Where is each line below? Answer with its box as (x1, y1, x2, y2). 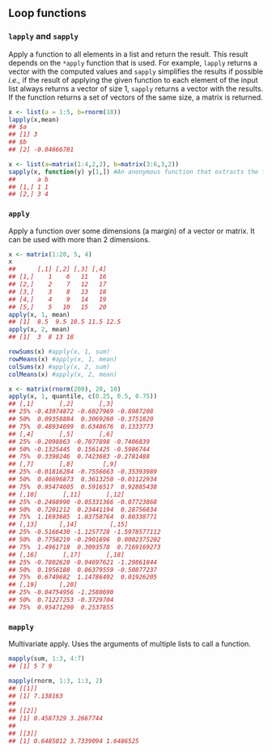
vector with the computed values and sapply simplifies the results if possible (8, 66, 263, 76)
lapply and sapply (8, 31, 79, 42)
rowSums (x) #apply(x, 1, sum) (8, 348, 111, 356)
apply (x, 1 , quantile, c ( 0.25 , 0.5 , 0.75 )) (8, 392, 158, 400)
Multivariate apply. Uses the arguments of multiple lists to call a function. (8, 639, 251, 649)
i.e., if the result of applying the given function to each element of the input (8, 75, 258, 84)
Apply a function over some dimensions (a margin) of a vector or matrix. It (8, 226, 255, 236)
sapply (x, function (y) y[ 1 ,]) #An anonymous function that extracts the (8, 168, 259, 176)
